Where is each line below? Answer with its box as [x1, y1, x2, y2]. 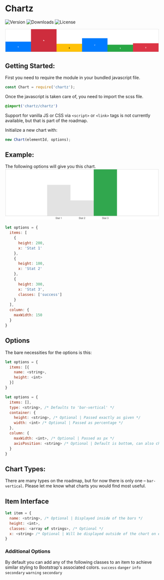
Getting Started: [5, 62, 55, 70]
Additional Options [5, 548, 51, 555]
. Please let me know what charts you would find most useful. [22, 483, 146, 489]
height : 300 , [18, 282, 45, 287]
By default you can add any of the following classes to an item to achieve [5, 559, 152, 565]
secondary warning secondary [5, 570, 62, 575]
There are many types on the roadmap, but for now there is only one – [5, 478, 146, 484]
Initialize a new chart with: [5, 127, 58, 133]
